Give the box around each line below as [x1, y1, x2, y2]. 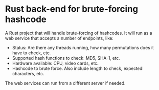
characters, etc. [12, 70, 44, 76]
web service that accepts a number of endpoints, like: [5, 35, 114, 41]
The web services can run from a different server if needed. [5, 80, 126, 86]
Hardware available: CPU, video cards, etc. [12, 60, 99, 66]
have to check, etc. [12, 50, 51, 56]
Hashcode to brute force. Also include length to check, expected [12, 65, 143, 71]
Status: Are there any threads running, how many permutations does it [12, 45, 154, 50]
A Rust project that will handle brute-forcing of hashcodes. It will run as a [5, 30, 153, 36]
